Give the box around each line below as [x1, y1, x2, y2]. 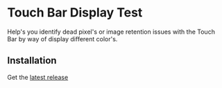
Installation [7, 55, 57, 67]
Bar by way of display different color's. [7, 34, 118, 43]
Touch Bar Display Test [7, 5, 143, 21]
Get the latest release [7, 73, 69, 81]
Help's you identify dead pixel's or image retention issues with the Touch [7, 27, 215, 36]
